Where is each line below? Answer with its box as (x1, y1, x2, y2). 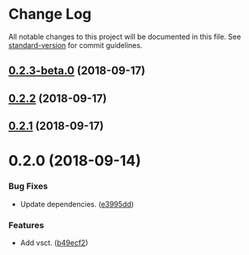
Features (8, 219, 45, 231)
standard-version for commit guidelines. (8, 40, 143, 50)
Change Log (8, 5, 92, 24)
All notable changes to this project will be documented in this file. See (8, 32, 242, 41)
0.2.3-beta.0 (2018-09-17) (8, 64, 146, 78)
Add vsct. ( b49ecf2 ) (19, 237, 88, 248)
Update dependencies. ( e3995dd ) (19, 199, 135, 209)
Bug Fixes (8, 180, 49, 192)
